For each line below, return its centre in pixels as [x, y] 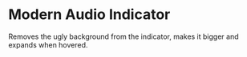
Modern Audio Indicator [89, 15]
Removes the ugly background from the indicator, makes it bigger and [123, 36]
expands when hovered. [48, 44]
